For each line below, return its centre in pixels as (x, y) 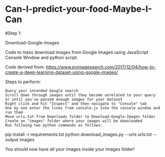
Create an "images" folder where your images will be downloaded (74, 121)
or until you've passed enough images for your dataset (64, 99)
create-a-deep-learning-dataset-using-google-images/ (62, 72)
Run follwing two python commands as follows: (54, 125)
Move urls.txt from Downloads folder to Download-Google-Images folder (80, 117)
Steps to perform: (23, 82)
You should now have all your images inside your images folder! (70, 149)
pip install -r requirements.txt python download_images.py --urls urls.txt (79, 134)
